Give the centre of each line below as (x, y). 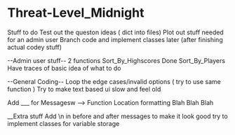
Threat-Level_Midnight (76, 13)
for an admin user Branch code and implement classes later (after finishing (115, 39)
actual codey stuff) (34, 47)
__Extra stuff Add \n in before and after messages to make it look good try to (117, 116)
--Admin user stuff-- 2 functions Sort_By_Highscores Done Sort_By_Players (116, 60)
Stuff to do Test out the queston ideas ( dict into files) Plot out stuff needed (116, 32)
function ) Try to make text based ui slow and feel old (84, 89)
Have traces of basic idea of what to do (64, 68)
